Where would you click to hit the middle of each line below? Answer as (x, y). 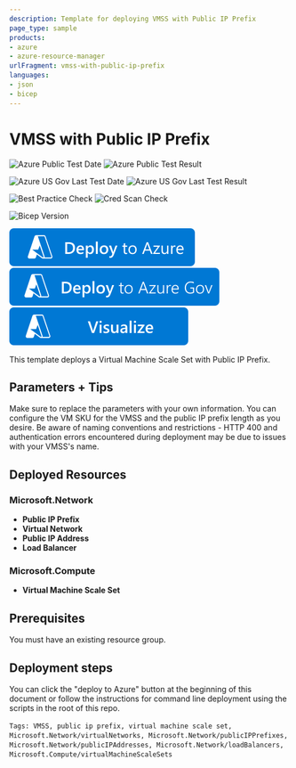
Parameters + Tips (61, 387)
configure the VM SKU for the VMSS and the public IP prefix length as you (145, 418)
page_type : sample (43, 28)
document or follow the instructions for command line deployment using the (148, 699)
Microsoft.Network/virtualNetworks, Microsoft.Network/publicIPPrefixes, (149, 735)
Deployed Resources (68, 474)
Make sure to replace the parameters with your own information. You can (143, 409)
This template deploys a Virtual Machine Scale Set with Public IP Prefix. (140, 359)
